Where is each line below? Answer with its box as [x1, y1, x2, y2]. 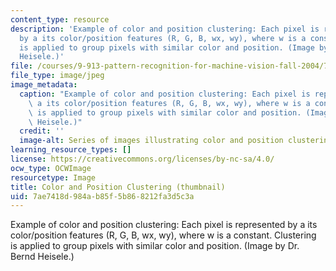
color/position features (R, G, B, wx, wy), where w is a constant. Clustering [10, 229, 317, 241]
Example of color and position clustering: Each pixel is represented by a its [10, 219, 318, 231]
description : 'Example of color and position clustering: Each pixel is [10, 24, 320, 34]
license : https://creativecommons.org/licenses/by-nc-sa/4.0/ [10, 154, 275, 164]
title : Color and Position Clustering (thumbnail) [10, 182, 226, 192]
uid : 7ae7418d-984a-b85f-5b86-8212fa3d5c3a [10, 191, 195, 201]
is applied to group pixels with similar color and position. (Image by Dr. [10, 240, 300, 252]
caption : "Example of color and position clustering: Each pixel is [19, 89, 311, 99]
